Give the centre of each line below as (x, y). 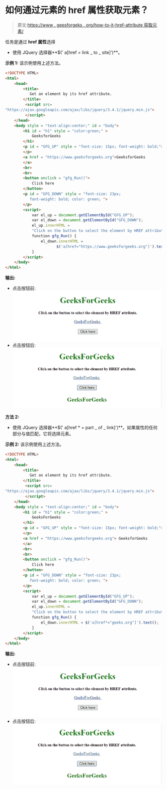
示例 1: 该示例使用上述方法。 (34, 63)
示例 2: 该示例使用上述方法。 (35, 444)
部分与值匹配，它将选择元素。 (43, 434)
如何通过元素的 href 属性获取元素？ (77, 10)
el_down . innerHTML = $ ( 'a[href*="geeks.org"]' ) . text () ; (100, 623)
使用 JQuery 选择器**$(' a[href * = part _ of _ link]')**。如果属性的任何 (85, 427)
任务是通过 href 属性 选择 (30, 42)
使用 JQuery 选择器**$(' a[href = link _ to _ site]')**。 (67, 52)
